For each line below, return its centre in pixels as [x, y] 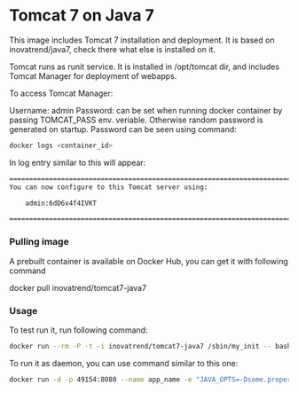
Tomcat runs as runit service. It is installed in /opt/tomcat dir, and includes [145, 67]
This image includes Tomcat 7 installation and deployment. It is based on [142, 40]
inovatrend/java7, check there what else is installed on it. [112, 49]
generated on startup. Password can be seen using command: [123, 129]
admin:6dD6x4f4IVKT [61, 203]
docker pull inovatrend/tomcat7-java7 [78, 287]
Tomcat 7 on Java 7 [82, 16]
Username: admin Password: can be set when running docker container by [146, 110]
